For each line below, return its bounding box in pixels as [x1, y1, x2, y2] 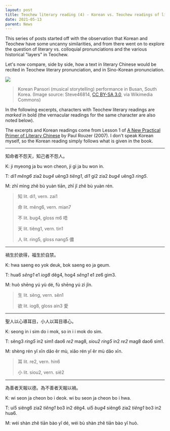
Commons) [17, 97, 41, 103]
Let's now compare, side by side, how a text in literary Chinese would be [5, 61, 157, 67]
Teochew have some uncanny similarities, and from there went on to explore [5, 41, 164, 47]
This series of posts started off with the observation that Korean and [5, 35, 148, 42]
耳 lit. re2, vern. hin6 [17, 359, 60, 365]
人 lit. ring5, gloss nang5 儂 [17, 237, 74, 243]
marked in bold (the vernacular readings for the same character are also [5, 112, 156, 118]
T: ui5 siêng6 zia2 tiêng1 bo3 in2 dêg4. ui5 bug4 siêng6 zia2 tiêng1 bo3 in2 [5, 405, 162, 411]
